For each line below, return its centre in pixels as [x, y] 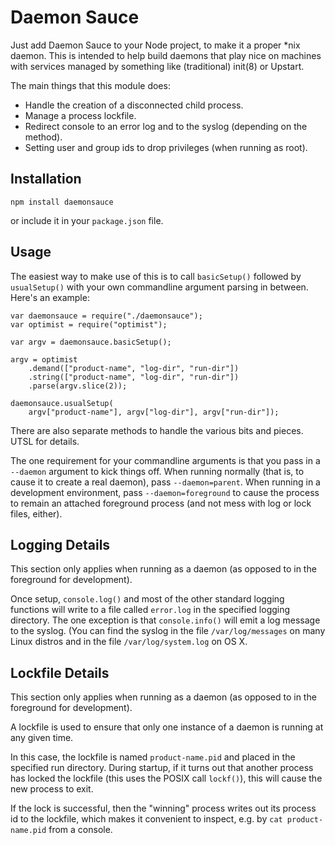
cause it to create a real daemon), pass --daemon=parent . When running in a [165, 482]
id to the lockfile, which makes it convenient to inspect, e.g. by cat [146, 819]
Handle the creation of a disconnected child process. [134, 105]
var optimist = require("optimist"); [89, 324]
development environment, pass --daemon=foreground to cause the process [165, 492]
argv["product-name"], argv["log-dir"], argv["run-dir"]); [154, 412]
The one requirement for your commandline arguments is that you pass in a [165, 460]
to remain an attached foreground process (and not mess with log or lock [161, 503]
